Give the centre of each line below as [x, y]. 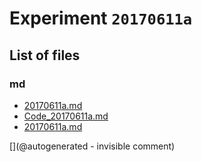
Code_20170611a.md [66, 116]
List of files [45, 55]
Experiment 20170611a [101, 18]
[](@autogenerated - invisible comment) [92, 146]
